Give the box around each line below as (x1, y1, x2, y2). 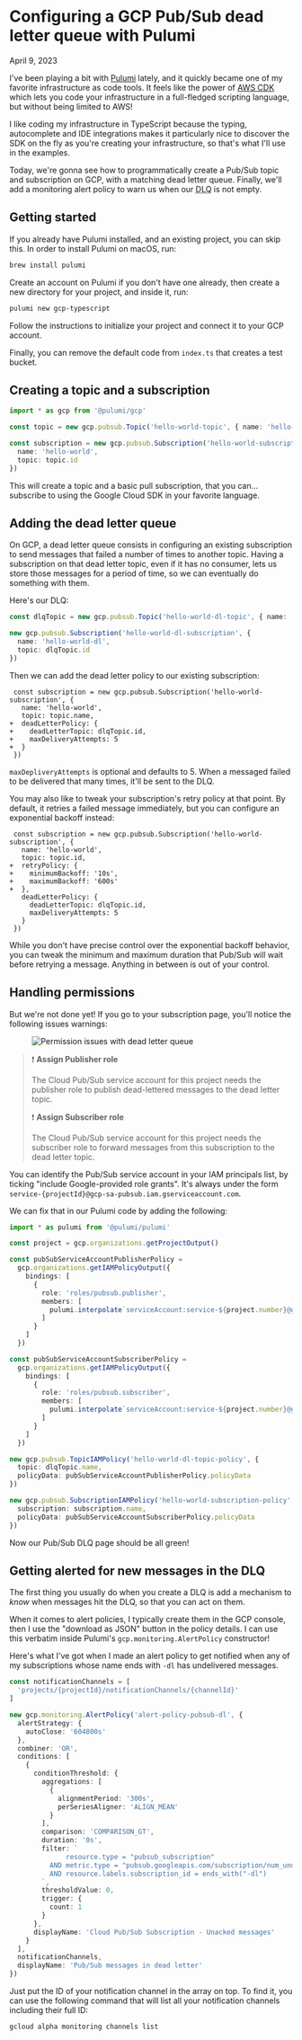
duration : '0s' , (41, 1836, 102, 1845)
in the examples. (9, 146, 70, 158)
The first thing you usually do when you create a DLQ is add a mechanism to (9, 1587, 292, 1598)
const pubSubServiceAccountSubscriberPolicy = (9, 1354, 187, 1363)
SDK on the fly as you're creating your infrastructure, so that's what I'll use (9, 137, 286, 148)
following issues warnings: (9, 1018, 108, 1029)
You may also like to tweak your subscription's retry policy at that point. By (9, 793, 286, 803)
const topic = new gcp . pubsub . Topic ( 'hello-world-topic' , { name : (9, 422, 263, 432)
